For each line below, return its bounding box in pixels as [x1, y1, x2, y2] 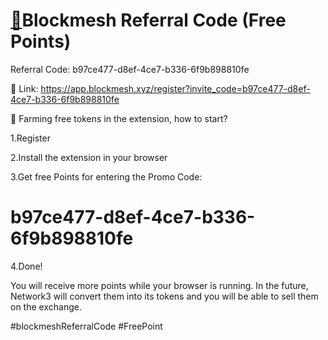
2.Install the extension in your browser [10, 151, 168, 163]
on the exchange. [10, 300, 82, 313]
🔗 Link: [10, 82, 39, 94]
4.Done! [10, 260, 43, 272]
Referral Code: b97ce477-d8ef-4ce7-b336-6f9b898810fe [10, 63, 250, 75]
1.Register [10, 132, 51, 144]
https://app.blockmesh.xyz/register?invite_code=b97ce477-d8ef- [40, 82, 311, 94]
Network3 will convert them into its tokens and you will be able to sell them [10, 290, 319, 302]
